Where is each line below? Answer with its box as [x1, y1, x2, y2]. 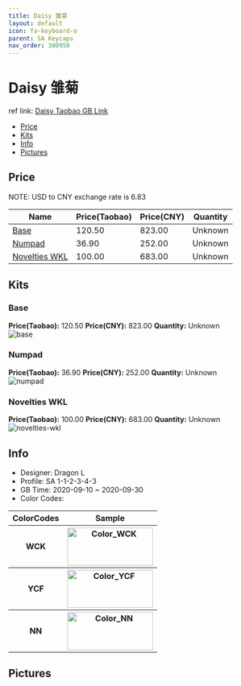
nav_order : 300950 [8, 42, 70, 50]
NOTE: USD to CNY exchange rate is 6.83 [8, 192, 147, 201]
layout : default [8, 19, 63, 27]
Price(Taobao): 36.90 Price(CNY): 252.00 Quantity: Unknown [8, 367, 218, 377]
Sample [95, 512, 125, 523]
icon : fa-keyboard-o [8, 27, 78, 35]
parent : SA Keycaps [8, 34, 74, 43]
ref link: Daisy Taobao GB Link [8, 106, 109, 116]
